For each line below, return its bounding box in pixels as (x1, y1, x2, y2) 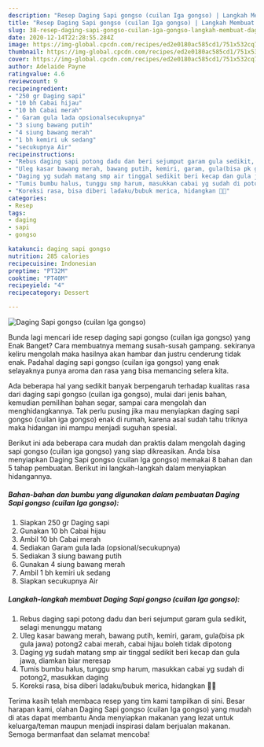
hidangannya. (8, 472, 53, 480)
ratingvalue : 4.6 (8, 70, 65, 78)
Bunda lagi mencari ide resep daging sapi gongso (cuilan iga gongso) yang (8, 333, 251, 342)
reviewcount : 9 (8, 77, 58, 85)
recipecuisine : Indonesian (8, 259, 97, 267)
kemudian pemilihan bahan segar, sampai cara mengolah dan (8, 398, 207, 407)
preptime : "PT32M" (8, 267, 68, 275)
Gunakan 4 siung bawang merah (19, 559, 126, 569)
